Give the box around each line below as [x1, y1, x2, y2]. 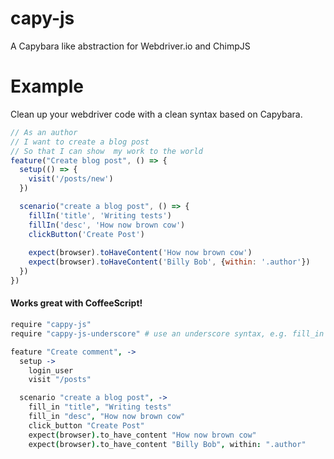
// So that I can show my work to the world [10, 146, 203, 156]
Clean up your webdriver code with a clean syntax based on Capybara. [10, 108, 303, 120]
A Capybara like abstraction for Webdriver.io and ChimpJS [10, 40, 251, 52]
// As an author [10, 127, 78, 137]
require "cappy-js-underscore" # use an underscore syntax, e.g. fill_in [10, 328, 325, 339]
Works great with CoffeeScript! [10, 297, 143, 309]
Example [10, 75, 84, 98]
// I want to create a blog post [10, 137, 150, 147]
